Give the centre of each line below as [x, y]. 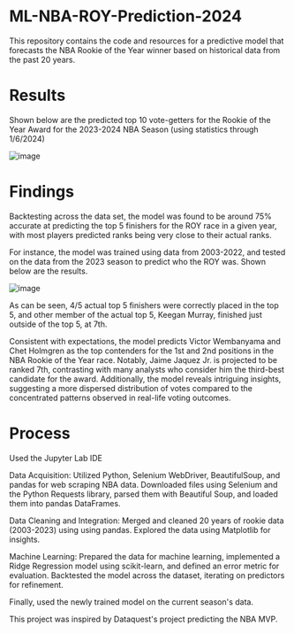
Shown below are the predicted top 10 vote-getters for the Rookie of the [140, 120]
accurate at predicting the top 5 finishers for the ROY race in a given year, [143, 225]
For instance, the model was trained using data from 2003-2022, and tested [147, 252]
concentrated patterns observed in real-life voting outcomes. [120, 398]
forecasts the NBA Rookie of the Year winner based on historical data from [145, 50]
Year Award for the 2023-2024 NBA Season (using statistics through [134, 129]
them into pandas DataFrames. [65, 503]
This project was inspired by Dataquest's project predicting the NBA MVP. [143, 619]
